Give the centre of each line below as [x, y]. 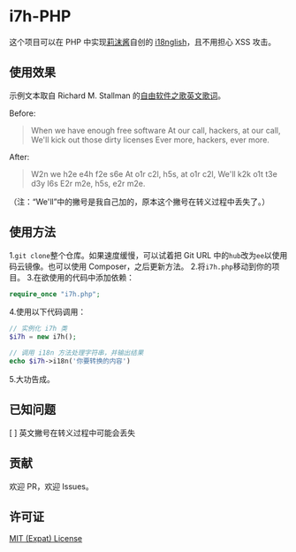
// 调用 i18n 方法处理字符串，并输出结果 [76, 353]
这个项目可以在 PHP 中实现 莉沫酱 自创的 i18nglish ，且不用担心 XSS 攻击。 [143, 42]
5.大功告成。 [32, 379]
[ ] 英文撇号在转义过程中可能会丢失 [72, 433]
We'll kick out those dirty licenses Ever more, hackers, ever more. [150, 140]
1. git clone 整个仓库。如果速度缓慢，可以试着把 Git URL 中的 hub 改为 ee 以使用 [148, 255]
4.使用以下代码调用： [48, 312]
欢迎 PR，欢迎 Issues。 [52, 486]
